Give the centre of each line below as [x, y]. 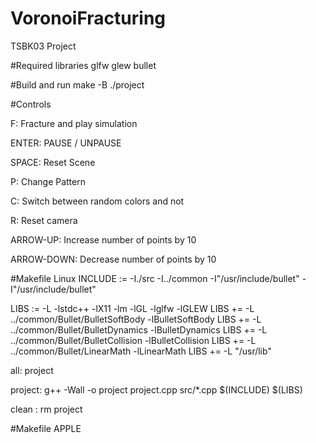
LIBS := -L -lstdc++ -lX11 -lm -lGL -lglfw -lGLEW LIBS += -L [132, 308]
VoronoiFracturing [88, 18]
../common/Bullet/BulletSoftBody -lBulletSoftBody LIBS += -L [136, 319]
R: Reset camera [44, 220]
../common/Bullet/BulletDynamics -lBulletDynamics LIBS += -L [139, 329]
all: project [32, 370]
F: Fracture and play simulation [74, 123]
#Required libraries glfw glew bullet [83, 65]
